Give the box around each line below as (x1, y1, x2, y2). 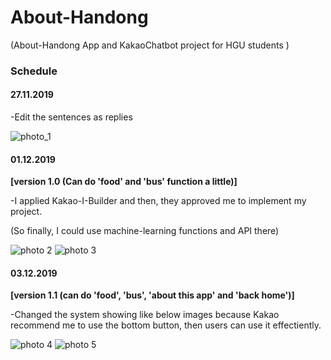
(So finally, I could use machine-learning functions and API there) (10, 225, 280, 237)
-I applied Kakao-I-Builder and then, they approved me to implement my (10, 195, 307, 207)
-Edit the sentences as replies (10, 111, 133, 123)
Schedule (10, 64, 58, 78)
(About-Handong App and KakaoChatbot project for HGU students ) (10, 39, 290, 51)
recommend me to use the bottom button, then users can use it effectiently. (10, 319, 322, 331)
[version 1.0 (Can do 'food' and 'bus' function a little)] (10, 176, 238, 188)
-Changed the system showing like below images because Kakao (10, 309, 280, 321)
